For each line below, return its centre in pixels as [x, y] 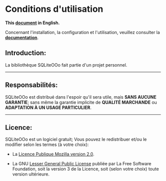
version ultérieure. [31, 174]
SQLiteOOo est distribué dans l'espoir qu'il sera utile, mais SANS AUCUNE [81, 97]
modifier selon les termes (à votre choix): [47, 145]
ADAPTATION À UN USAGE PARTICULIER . [48, 108]
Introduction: [26, 53]
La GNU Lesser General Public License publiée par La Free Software [82, 164]
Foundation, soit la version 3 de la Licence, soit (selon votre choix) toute [85, 169]
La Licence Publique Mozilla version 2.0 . [53, 154]
